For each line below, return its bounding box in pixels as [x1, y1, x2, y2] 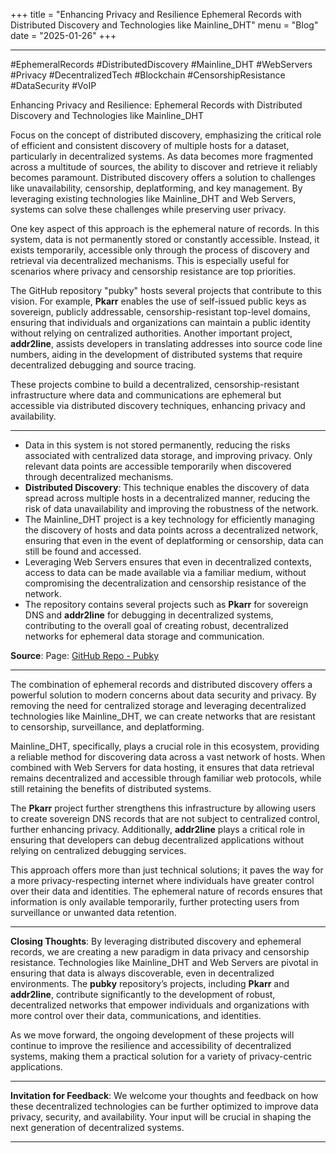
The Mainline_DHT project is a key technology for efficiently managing [24, 514, 315, 525]
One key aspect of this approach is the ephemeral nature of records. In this [10, 223, 320, 234]
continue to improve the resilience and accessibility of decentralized [10, 1040, 292, 1051]
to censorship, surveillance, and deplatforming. [10, 721, 205, 733]
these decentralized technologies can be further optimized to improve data [10, 1100, 319, 1112]
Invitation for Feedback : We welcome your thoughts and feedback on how [10, 1090, 319, 1101]
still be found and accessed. [24, 545, 142, 557]
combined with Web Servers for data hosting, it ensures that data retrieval [10, 762, 315, 773]
